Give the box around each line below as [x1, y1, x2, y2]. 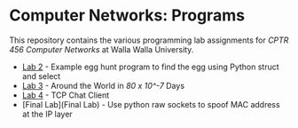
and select [21, 70, 61, 81]
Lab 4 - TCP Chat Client [21, 90, 110, 100]
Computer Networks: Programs [9, 5, 246, 26]
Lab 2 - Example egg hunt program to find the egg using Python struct [21, 61, 279, 72]
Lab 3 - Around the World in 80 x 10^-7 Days [21, 80, 184, 91]
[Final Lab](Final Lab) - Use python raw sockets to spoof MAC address [21, 99, 281, 109]
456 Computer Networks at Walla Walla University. [9, 44, 194, 54]
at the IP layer [21, 108, 73, 119]
